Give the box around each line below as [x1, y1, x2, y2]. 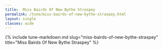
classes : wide [5, 21, 34, 26]
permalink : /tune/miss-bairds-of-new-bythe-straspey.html [5, 12, 126, 17]
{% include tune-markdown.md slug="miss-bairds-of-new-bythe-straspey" [5, 34, 159, 40]
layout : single [5, 16, 36, 21]
